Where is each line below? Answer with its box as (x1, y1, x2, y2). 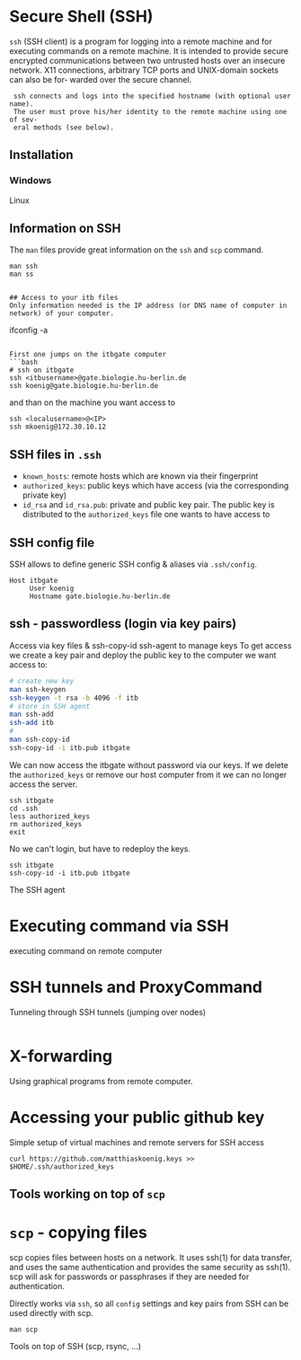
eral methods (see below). (13, 123, 115, 132)
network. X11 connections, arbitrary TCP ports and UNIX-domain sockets (9, 65, 279, 75)
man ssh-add (9, 710, 54, 720)
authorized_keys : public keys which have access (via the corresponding (22, 481, 289, 491)
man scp (9, 1325, 39, 1334)
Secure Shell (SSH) (9, 6, 154, 27)
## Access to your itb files (9, 294, 119, 303)
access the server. (9, 779, 78, 790)
